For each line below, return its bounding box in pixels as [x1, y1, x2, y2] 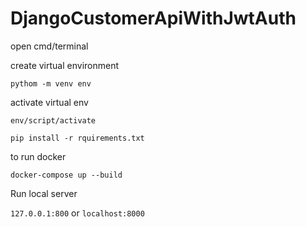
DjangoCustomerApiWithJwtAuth [10, 7, 297, 30]
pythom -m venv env [10, 78, 92, 89]
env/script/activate [10, 115, 97, 126]
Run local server [10, 187, 78, 199]
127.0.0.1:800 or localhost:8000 [10, 207, 145, 219]
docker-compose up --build [10, 170, 123, 180]
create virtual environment [10, 59, 120, 71]
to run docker [10, 150, 67, 162]
